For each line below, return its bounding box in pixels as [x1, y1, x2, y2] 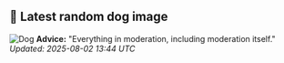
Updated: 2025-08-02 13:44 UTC [9, 43, 136, 54]
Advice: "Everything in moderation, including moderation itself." [35, 33, 276, 44]
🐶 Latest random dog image [9, 9, 168, 25]
